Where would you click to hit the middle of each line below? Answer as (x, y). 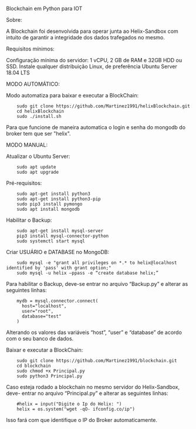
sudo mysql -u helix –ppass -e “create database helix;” (88, 273)
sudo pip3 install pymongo (50, 204)
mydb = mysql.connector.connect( (58, 301)
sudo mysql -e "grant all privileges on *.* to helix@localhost (97, 263)
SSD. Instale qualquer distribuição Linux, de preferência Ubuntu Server (92, 66)
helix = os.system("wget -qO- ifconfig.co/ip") (76, 409)
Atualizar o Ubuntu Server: (38, 156)
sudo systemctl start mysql (51, 241)
